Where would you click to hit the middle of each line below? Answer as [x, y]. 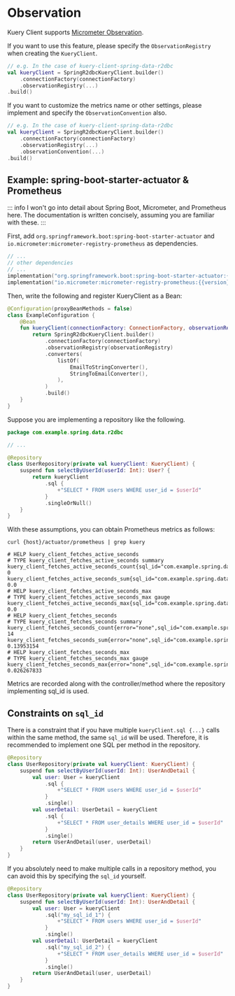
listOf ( [68, 361]
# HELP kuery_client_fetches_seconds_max [69, 653]
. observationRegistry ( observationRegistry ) [109, 348]
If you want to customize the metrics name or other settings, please [105, 106]
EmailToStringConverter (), [109, 367]
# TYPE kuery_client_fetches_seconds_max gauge [78, 659]
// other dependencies [40, 263]
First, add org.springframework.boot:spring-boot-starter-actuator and [111, 236]
